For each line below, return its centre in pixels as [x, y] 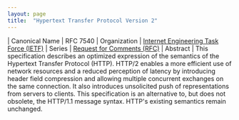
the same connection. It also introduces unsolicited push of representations [118, 86]
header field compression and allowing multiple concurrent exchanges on [116, 78]
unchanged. [25, 109]
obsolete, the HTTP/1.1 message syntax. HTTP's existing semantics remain [117, 101]
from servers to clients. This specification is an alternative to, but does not [117, 94]
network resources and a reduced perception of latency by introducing [112, 71]
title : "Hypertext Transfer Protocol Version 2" [83, 21]
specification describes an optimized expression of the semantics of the [113, 56]
